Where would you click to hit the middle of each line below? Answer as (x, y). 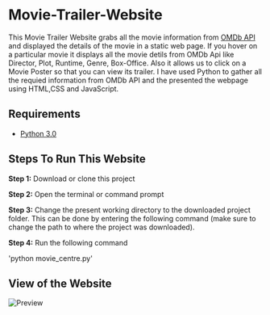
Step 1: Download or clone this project (72, 178)
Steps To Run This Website (77, 159)
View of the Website (60, 283)
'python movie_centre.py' (50, 258)
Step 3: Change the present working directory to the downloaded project (130, 210)
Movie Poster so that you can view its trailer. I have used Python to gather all (135, 71)
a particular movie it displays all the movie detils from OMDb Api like (121, 54)
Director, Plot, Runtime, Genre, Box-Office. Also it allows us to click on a (127, 63)
